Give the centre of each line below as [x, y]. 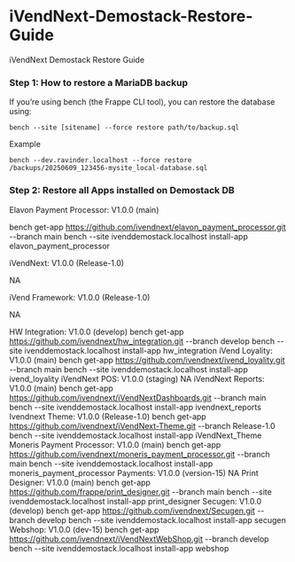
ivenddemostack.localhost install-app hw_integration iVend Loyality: [148, 350]
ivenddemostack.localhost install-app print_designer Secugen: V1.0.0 [136, 501]
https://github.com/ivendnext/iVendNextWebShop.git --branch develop [139, 539]
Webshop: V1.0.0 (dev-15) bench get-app [84, 529]
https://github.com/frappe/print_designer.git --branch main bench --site [140, 492]
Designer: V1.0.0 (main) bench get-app [80, 482]
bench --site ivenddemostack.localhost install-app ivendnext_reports [135, 407]
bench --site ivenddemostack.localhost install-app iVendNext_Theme [136, 435]
